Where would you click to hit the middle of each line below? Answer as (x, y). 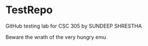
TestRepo (29, 10)
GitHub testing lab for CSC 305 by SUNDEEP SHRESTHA (74, 26)
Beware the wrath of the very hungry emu (56, 37)
